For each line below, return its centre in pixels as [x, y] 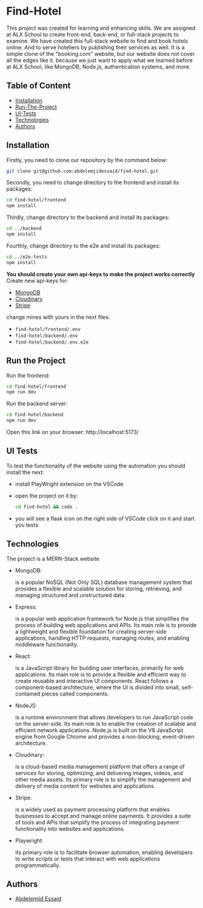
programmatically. [38, 865]
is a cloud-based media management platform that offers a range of [100, 767]
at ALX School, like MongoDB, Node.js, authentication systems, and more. [98, 66]
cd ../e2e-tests [27, 257]
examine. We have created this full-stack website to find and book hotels [97, 41]
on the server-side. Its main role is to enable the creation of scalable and [105, 723]
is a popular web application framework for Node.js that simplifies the [102, 618]
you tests [26, 525]
